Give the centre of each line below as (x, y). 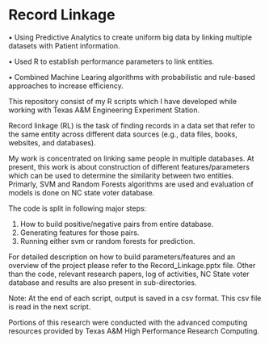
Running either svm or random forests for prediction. (107, 241)
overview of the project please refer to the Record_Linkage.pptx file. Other (132, 265)
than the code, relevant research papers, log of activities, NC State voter (129, 274)
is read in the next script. (50, 306)
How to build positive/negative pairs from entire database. (117, 224)
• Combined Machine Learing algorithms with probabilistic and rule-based (132, 77)
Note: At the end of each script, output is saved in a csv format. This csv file (135, 298)
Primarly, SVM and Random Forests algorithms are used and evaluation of (131, 184)
